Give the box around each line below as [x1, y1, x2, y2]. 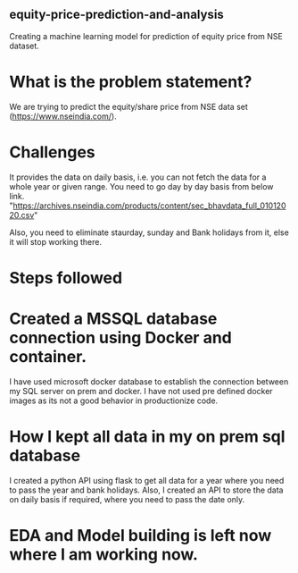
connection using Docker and [9, 328, 232, 348]
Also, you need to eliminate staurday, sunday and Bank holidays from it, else [9, 227, 290, 238]
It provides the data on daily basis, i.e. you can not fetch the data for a [9, 172, 267, 182]
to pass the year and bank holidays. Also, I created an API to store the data [9, 485, 284, 495]
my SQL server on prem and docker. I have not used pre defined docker [9, 385, 274, 396]
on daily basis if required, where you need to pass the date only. [9, 493, 245, 504]
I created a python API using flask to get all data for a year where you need [9, 475, 285, 485]
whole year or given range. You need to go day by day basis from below [9, 181, 274, 191]
